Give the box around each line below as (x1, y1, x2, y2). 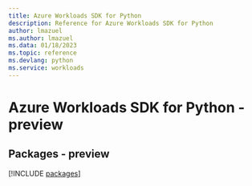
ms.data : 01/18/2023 (8, 42, 78, 50)
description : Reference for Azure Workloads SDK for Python (8, 19, 214, 27)
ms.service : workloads (8, 64, 84, 72)
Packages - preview (8, 148, 110, 161)
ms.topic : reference (8, 49, 78, 57)
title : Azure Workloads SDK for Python (8, 11, 142, 20)
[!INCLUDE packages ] (8, 168, 81, 178)
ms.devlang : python (8, 57, 74, 65)
